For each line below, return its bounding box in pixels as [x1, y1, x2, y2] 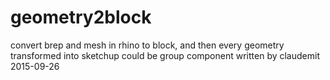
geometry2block [10, 6, 152, 29]
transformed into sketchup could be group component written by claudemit [10, 49, 320, 61]
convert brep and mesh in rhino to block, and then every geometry [10, 39, 285, 51]
